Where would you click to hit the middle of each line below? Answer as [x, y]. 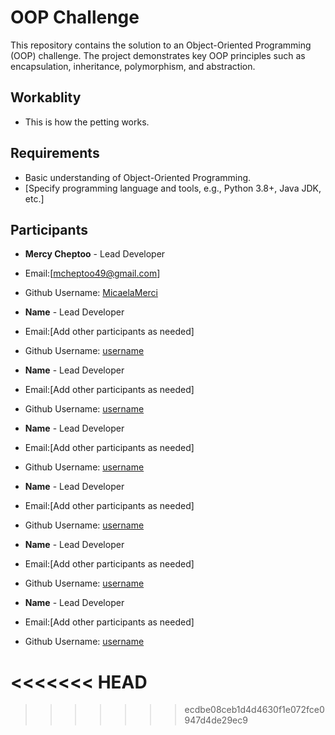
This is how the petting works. [87, 122]
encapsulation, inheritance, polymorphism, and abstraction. [133, 66]
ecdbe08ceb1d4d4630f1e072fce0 [254, 710]
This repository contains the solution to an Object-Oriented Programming [161, 45]
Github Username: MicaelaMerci [91, 293]
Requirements [55, 153]
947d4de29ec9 [216, 720]
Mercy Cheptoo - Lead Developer [95, 254]
